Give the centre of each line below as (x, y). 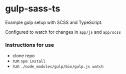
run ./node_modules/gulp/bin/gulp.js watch (58, 66)
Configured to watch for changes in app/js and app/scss (63, 32)
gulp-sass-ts (33, 9)
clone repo (23, 56)
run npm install (29, 61)
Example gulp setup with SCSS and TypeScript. (54, 22)
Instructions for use (29, 45)
